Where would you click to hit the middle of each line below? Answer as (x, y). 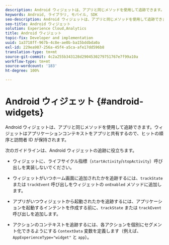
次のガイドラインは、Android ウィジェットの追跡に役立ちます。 (71, 150)
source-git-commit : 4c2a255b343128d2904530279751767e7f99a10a (72, 57)
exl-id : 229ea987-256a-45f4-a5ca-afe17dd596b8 (55, 47)
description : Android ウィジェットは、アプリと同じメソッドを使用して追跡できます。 (85, 10)
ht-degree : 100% (22, 71)
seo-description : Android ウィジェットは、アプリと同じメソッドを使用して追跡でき (84, 19)
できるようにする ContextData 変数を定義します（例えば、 (81, 231)
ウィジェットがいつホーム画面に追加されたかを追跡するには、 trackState (88, 178)
